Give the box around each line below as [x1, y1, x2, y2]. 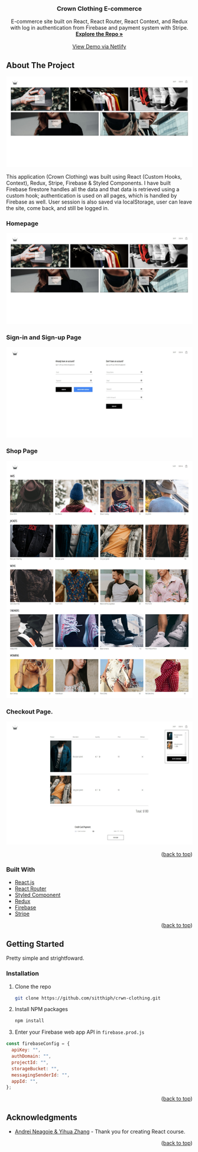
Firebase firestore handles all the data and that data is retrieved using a [6, 185, 180, 193]
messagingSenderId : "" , [11, 1072, 70, 1078]
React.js [14, 879, 35, 886]
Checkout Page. [6, 707, 53, 715]
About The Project [6, 60, 75, 70]
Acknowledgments [6, 1112, 78, 1122]
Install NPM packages [14, 1006, 68, 1013]
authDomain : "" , [11, 1053, 51, 1060]
